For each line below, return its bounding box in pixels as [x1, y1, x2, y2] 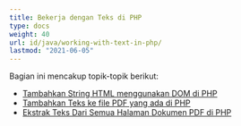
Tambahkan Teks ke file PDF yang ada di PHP [22, 97, 191, 108]
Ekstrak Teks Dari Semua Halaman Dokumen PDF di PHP [22, 107, 232, 118]
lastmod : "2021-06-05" [9, 46, 94, 55]
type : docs [9, 21, 50, 30]
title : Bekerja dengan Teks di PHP [9, 13, 142, 22]
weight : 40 [9, 29, 50, 38]
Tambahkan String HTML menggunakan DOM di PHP [22, 88, 218, 99]
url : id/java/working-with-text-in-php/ [9, 38, 163, 47]
